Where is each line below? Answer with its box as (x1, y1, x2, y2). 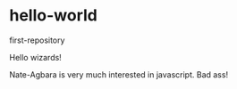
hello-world (9, 5, 98, 26)
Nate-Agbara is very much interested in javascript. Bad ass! (9, 69, 229, 80)
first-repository (9, 35, 65, 45)
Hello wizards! (9, 52, 63, 62)
